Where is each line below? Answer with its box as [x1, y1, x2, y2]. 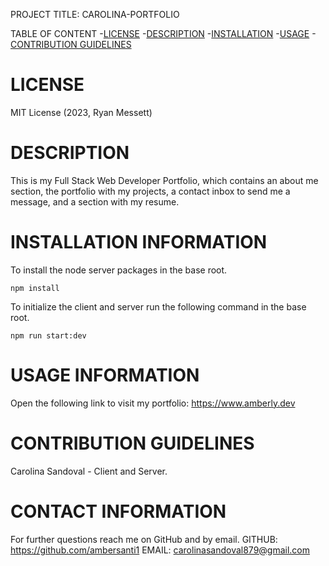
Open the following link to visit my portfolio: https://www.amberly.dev [10, 397, 296, 409]
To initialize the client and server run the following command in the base [10, 300, 307, 313]
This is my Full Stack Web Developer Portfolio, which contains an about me [10, 174, 319, 186]
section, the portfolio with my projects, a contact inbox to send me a [10, 185, 291, 197]
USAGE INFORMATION [10, 364, 200, 386]
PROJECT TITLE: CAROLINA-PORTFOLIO [10, 9, 180, 20]
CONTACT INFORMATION [10, 500, 227, 523]
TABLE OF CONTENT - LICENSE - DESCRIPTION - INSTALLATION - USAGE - [10, 28, 317, 39]
